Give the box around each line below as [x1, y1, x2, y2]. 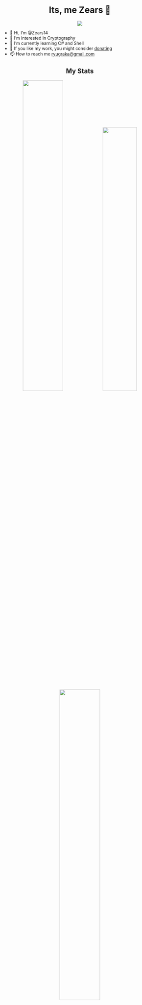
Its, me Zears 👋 [48, 4, 111, 16]
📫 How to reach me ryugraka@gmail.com [9, 51, 95, 57]
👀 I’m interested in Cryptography [9, 35, 76, 41]
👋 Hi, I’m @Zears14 [9, 29, 48, 36]
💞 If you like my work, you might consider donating [9, 45, 113, 51]
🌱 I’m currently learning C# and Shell [9, 40, 84, 46]
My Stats [66, 67, 94, 75]
